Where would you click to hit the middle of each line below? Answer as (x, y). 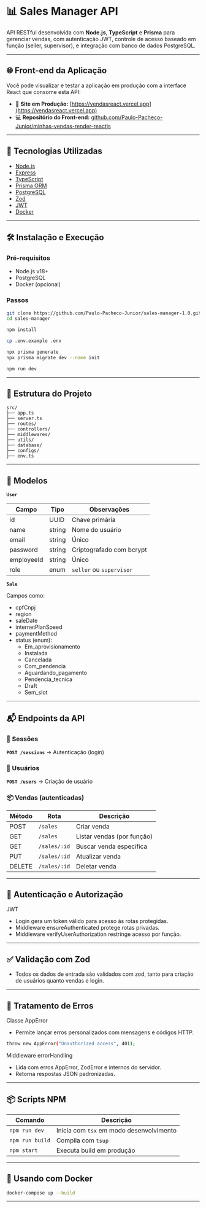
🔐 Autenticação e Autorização (65, 894)
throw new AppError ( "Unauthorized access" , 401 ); (71, 1044)
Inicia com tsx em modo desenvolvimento (116, 1130)
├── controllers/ (29, 429)
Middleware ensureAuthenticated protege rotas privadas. (87, 928)
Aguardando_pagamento (56, 673)
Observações (109, 510)
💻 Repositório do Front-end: (52, 117)
